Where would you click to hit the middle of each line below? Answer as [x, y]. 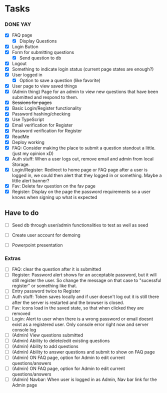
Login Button [25, 46]
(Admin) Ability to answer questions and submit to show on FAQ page [83, 352]
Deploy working [28, 142]
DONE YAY [18, 24]
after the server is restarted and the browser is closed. [68, 302]
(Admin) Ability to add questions [45, 346]
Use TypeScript [28, 119]
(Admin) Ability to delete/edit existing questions [61, 340]
